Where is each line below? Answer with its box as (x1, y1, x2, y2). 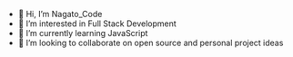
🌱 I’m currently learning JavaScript (17, 28, 148, 38)
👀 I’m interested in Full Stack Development (17, 18, 177, 29)
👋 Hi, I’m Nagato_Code (17, 9, 103, 19)
